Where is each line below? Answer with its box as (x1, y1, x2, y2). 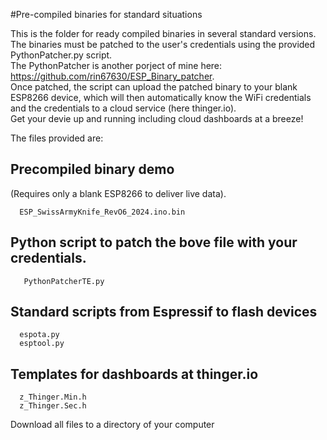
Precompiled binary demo (10, 161, 175, 178)
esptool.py (19, 339, 65, 349)
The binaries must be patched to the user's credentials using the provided (10, 39, 316, 50)
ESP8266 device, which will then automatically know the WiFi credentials (10, 92, 312, 103)
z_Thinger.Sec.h (19, 401, 87, 411)
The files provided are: (10, 132, 104, 144)
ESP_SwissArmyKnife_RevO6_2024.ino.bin (19, 207, 186, 217)
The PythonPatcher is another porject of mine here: (10, 60, 223, 71)
